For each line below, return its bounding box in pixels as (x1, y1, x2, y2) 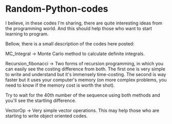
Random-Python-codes (5, 3, 109, 15)
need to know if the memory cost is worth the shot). (5, 82, 115, 88)
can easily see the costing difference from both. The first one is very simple (5, 66, 166, 72)
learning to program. (5, 31, 49, 37)
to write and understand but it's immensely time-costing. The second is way (5, 71, 166, 77)
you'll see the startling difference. (5, 97, 77, 104)
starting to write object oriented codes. (5, 113, 88, 119)
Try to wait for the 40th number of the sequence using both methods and (5, 92, 160, 98)
